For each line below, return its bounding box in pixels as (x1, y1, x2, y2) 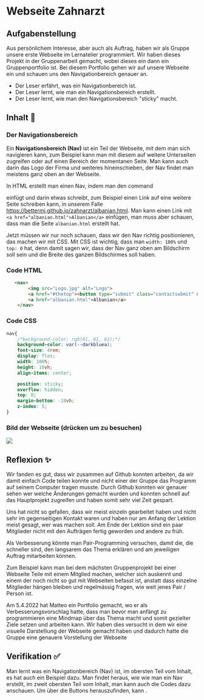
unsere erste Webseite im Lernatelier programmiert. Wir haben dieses (6, 51, 181, 58)
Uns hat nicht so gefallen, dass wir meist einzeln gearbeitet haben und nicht (6, 508, 196, 515)
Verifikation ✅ (6, 651, 61, 662)
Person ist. (6, 590, 33, 597)
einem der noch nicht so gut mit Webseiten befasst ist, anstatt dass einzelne (6, 577, 197, 584)
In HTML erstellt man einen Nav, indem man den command (6, 182, 154, 189)
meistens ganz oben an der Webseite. (6, 170, 101, 177)
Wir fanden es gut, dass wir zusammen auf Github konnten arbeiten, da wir (6, 471, 194, 478)
